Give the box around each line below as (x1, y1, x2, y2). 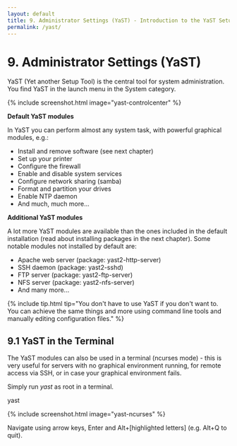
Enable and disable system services (17, 170, 122, 178)
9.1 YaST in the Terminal (7, 335, 114, 347)
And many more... (17, 286, 70, 294)
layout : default (7, 10, 55, 18)
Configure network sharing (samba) (17, 177, 122, 186)
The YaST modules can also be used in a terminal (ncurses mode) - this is (7, 354, 222, 363)
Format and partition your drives (17, 184, 111, 193)
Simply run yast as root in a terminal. (7, 382, 114, 391)
